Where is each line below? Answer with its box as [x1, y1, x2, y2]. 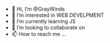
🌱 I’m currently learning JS [11, 18, 76, 24]
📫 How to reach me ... [11, 31, 66, 37]
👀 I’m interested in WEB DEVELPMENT [11, 12, 104, 19]
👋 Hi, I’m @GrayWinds [11, 6, 66, 12]
